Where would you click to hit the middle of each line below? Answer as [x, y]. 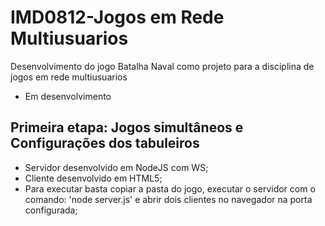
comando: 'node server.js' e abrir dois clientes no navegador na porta [168, 199]
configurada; [51, 210]
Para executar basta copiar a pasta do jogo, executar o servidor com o [170, 188]
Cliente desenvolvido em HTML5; [93, 178]
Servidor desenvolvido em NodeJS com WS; [116, 167]
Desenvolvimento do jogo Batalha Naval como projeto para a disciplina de [162, 66]
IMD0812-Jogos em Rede [117, 17]
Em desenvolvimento [68, 96]
